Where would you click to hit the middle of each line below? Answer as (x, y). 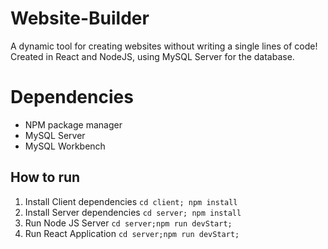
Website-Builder (80, 18)
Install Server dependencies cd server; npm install (133, 212)
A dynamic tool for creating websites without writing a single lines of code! (164, 46)
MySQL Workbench (65, 146)
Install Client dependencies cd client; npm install (131, 201)
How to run (45, 177)
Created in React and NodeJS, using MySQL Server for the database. (152, 56)
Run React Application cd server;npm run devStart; (132, 233)
